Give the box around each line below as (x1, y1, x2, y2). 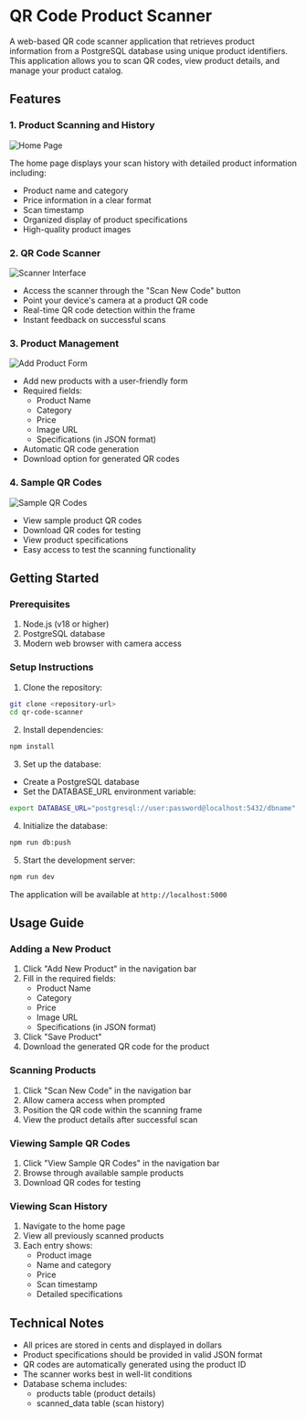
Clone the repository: (22, 682, 103, 693)
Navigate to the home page (22, 1220, 126, 1231)
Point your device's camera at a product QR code (22, 295, 208, 306)
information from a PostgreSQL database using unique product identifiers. (9, 45, 288, 56)
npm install (9, 742, 55, 751)
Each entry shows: (22, 1241, 93, 1251)
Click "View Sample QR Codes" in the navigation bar (22, 1158, 220, 1169)
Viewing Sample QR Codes (9, 1136, 131, 1149)
